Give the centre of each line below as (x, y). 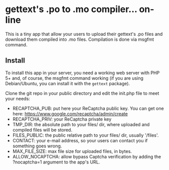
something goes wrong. (37, 146)
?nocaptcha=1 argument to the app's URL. (56, 162)
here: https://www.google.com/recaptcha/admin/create (70, 114)
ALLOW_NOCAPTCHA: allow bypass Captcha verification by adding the (87, 156)
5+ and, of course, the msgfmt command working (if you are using (74, 78)
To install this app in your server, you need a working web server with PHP (82, 73)
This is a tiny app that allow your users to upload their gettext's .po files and (84, 34)
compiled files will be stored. (42, 130)
